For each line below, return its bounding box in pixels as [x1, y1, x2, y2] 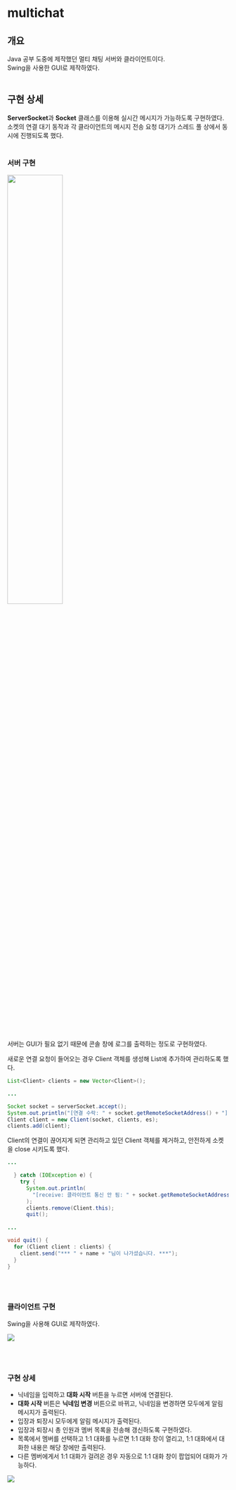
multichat [7, 5, 65, 21]
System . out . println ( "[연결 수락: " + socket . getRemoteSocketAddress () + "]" [7, 1109, 232, 1117]
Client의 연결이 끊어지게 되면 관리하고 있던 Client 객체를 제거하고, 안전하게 [7, 1136, 211, 1145]
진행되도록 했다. [20, 131, 64, 139]
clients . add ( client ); [7, 1122, 71, 1129]
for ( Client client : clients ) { [13, 1243, 112, 1251]
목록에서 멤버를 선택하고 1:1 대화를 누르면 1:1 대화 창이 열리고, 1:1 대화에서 [17, 1434, 218, 1443]
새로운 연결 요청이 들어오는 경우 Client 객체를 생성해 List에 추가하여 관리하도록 [7, 1055, 222, 1063]
